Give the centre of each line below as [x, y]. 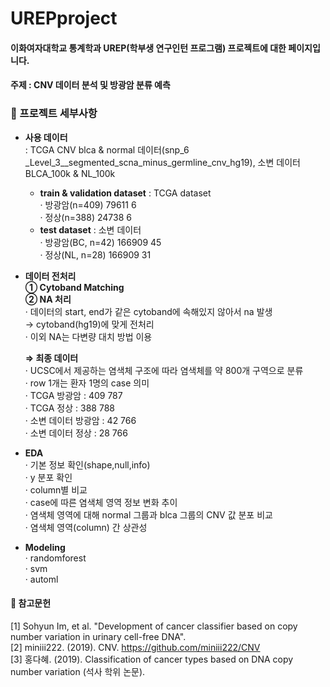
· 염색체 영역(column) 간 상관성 [86, 527]
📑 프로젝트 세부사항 [54, 114]
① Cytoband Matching [74, 287]
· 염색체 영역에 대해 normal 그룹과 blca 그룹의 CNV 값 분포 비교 [148, 514]
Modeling [45, 547]
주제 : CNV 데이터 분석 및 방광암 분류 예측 [90, 85]
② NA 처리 [48, 299]
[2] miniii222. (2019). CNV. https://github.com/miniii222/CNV [135, 647]
